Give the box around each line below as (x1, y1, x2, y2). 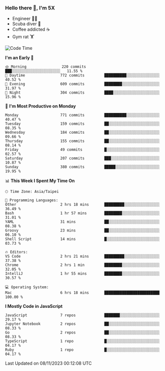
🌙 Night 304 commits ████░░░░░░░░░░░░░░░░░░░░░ (5, 90, 160, 95)
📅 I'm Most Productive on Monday (5, 103, 76, 109)
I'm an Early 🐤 (5, 55, 34, 61)
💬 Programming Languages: (5, 198, 58, 203)
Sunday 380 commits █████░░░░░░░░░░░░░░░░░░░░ (5, 165, 160, 170)
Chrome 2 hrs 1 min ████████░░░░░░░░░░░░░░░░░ (5, 262, 160, 268)
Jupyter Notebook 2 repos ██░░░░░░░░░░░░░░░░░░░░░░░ (5, 322, 160, 327)
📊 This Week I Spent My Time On (5, 178, 75, 184)
